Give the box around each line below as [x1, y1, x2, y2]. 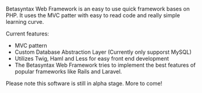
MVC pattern [14, 42, 47, 49]
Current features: [6, 30, 50, 37]
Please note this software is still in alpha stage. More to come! [6, 80, 163, 87]
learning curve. [6, 18, 44, 25]
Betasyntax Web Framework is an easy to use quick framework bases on [6, 6, 190, 12]
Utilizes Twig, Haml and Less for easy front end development [14, 55, 169, 62]
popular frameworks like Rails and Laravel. [14, 68, 122, 75]
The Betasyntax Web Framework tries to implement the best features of [14, 61, 196, 69]
